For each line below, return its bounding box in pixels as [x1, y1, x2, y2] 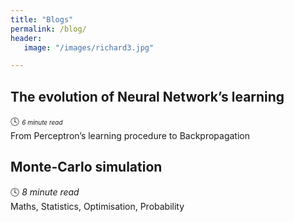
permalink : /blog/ [10, 24, 87, 34]
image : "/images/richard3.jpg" [23, 42, 155, 53]
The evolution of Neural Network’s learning [10, 88, 285, 105]
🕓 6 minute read [10, 116, 63, 128]
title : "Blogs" [10, 14, 74, 25]
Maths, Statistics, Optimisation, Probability [10, 200, 185, 212]
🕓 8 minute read [10, 186, 80, 198]
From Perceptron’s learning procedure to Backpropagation [10, 130, 250, 142]
